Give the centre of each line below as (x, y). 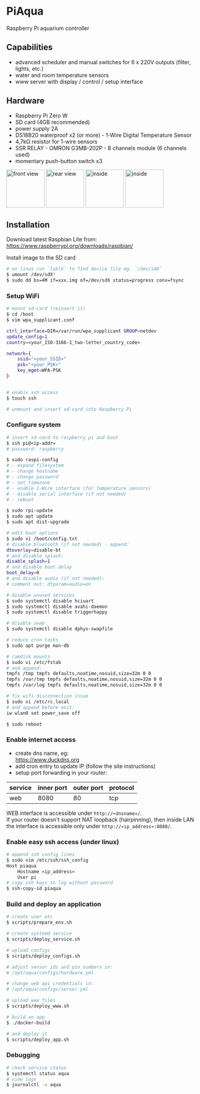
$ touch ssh (21, 398)
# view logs (21, 1079)
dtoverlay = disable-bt (34, 550)
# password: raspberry (35, 449)
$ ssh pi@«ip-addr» (31, 443)
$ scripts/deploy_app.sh (38, 1040)
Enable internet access (41, 740)
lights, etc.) (29, 68)
